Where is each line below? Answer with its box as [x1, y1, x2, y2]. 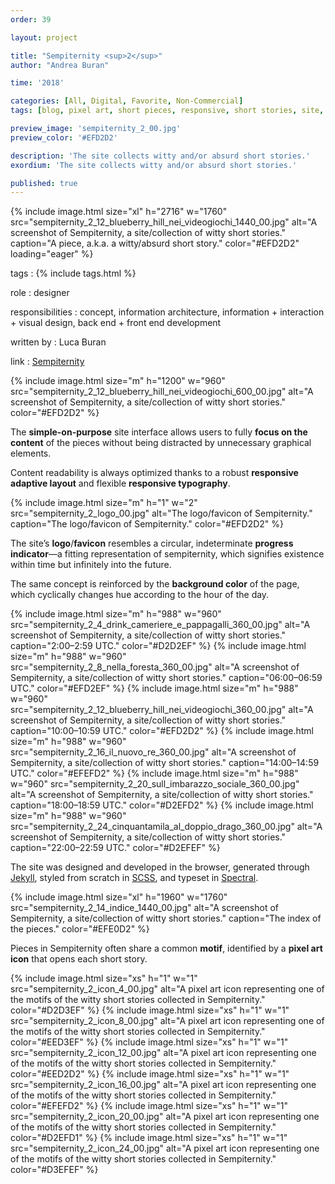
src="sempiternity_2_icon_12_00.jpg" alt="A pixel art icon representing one [10, 1047, 317, 1059]
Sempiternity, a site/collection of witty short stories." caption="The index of [10, 912, 322, 925]
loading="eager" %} [10, 248, 94, 260]
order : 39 [10, 14, 52, 25]
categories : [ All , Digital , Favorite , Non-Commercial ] [10, 96, 244, 106]
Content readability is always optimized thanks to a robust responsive [10, 467, 299, 479]
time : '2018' [10, 78, 65, 88]
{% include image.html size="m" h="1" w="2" [10, 497, 198, 509]
